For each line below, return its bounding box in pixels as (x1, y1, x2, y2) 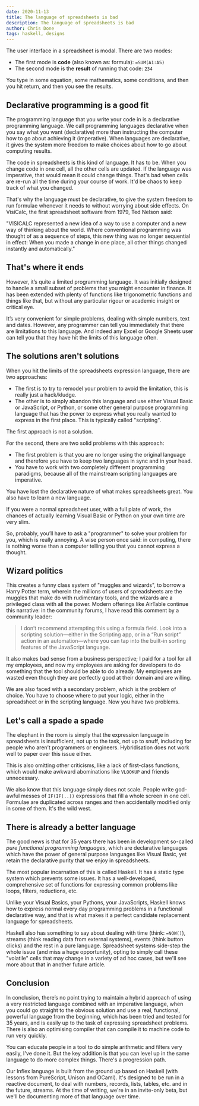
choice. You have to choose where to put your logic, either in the (6, 692, 165, 699)
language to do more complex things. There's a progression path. (6, 1056, 166, 1063)
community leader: (6, 613, 52, 620)
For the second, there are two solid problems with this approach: (6, 439, 165, 447)
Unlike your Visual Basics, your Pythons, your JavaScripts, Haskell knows (6, 899, 186, 906)
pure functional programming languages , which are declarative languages (6, 844, 188, 851)
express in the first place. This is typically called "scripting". (14, 416, 162, 423)
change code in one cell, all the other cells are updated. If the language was (6, 165, 192, 172)
